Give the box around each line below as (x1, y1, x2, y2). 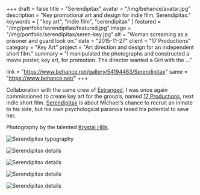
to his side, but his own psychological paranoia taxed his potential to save (6, 106, 189, 112)
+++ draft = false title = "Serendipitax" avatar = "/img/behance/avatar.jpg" (6, 5, 191, 12)
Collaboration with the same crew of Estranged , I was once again (6, 86, 168, 93)
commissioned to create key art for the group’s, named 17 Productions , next (6, 93, 194, 100)
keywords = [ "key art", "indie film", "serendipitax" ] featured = (6, 18, 161, 25)
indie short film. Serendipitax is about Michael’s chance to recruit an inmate (6, 99, 193, 106)
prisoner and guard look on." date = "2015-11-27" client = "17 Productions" (6, 37, 191, 44)
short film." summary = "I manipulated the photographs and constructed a (6, 50, 190, 57)
